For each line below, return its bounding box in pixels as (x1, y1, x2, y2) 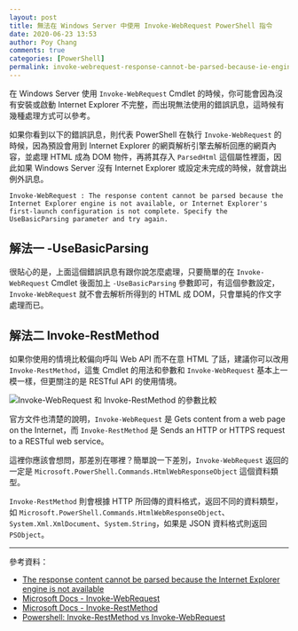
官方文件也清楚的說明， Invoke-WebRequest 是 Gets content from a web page (9, 413, 286, 424)
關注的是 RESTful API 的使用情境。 (55, 375, 182, 387)
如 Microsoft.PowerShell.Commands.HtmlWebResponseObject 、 (9, 507, 231, 517)
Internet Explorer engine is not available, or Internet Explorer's (9, 199, 268, 208)
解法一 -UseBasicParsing (9, 241, 149, 256)
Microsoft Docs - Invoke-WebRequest (21, 593, 161, 603)
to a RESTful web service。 (9, 435, 109, 446)
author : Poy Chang (9, 37, 77, 47)
